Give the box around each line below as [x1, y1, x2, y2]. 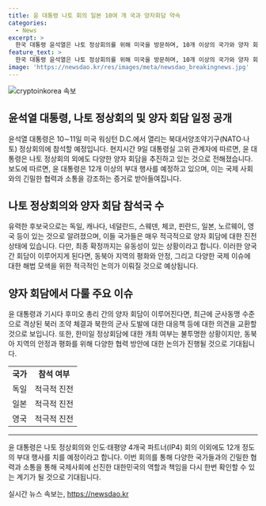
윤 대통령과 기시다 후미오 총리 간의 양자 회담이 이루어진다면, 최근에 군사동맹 [8, 309, 241, 319]
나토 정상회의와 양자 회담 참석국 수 [8, 199, 165, 213]
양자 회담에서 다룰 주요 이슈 [8, 286, 133, 300]
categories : [8, 19, 47, 27]
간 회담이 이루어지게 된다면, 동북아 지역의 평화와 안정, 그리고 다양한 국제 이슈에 [8, 251, 251, 261]
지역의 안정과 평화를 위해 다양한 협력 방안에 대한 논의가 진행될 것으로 [16, 339, 228, 349]
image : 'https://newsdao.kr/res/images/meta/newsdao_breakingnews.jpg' [8, 63, 249, 71]
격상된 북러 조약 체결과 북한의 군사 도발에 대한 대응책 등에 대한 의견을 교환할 [22, 319, 257, 329]
